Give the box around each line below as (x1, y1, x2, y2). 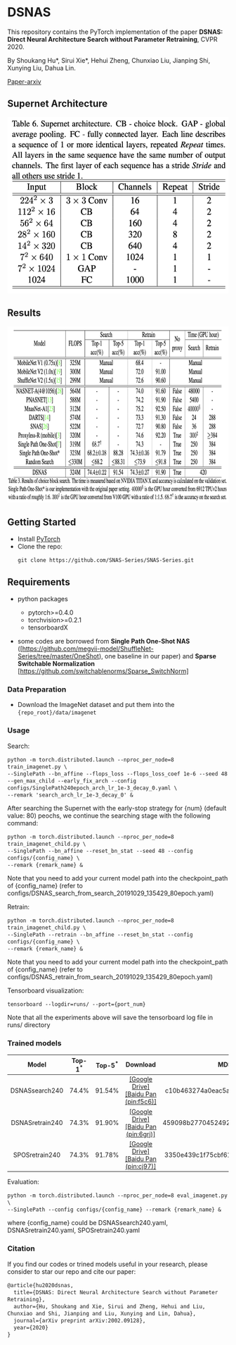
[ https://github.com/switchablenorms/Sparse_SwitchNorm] (17, 667, 189, 675)
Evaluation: (7, 1178, 40, 1186)
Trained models (7, 1038, 62, 1048)
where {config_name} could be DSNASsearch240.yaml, (7, 1219, 169, 1227)
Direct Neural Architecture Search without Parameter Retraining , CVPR (7, 35, 218, 43)
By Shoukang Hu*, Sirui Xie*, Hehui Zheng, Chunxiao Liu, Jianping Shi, (7, 56, 211, 64)
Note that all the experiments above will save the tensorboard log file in (7, 1013, 213, 1021)
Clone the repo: (17, 542, 63, 551)
